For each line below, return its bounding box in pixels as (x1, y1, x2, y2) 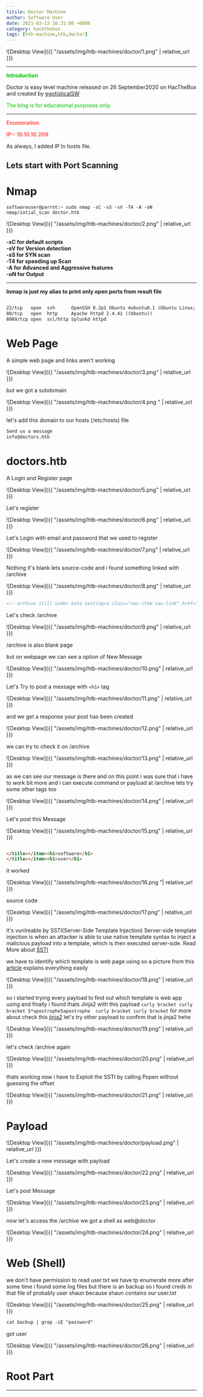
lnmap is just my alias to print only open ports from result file (6, 288, 162, 296)
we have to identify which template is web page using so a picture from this (6, 958, 195, 965)
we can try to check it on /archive (6, 742, 90, 750)
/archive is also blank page (6, 641, 74, 649)
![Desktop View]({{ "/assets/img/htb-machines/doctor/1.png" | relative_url (6, 48, 190, 55)
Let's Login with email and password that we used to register (6, 534, 158, 541)
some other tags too (6, 785, 57, 793)
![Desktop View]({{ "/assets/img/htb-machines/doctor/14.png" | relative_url (6, 797, 193, 804)
